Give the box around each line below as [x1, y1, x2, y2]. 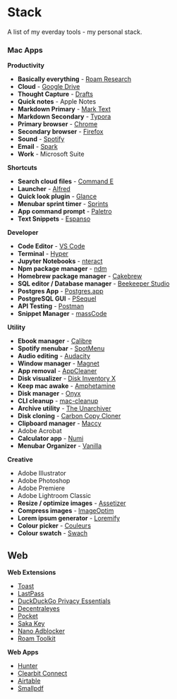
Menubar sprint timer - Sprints [17, 200, 109, 208]
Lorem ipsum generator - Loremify [17, 514, 121, 523]
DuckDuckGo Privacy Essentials [17, 597, 111, 605]
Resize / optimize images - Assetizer [17, 499, 126, 508]
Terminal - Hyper [17, 250, 69, 258]
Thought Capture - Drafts [17, 90, 94, 99]
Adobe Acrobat [17, 427, 62, 435]
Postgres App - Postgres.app [17, 287, 104, 296]
